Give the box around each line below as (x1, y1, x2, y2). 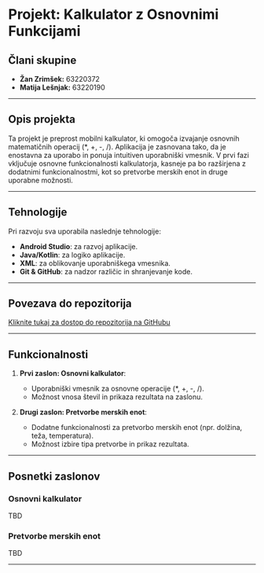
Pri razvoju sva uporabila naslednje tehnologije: (8, 226, 161, 236)
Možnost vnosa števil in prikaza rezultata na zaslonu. (31, 392, 203, 402)
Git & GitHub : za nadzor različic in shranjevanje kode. (19, 266, 192, 276)
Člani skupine (8, 53, 77, 67)
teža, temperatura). (31, 431, 94, 441)
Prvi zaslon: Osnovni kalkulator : (19, 369, 126, 378)
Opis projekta (8, 112, 76, 127)
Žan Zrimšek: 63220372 (19, 75, 101, 83)
